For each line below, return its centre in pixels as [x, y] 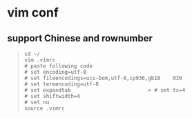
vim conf [33, 13]
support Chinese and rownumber [80, 38]
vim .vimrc [40, 60]
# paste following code [58, 66]
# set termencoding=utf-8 [61, 84]
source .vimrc [44, 108]
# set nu [37, 102]
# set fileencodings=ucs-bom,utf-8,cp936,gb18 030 [103, 78]
